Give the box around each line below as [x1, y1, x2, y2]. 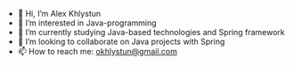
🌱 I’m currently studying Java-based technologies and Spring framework [17, 27, 285, 37]
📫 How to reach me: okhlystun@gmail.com [17, 47, 178, 56]
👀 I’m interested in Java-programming [17, 18, 158, 28]
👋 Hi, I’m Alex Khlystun [17, 9, 102, 18]
